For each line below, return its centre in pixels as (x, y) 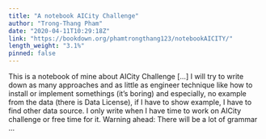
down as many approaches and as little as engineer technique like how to (131, 85)
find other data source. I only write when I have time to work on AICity (125, 111)
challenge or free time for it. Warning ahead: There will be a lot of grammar (133, 119)
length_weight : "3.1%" (46, 46)
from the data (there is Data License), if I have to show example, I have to (130, 102)
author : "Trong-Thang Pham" (56, 23)
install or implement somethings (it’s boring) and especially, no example (127, 93)
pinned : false (32, 53)
